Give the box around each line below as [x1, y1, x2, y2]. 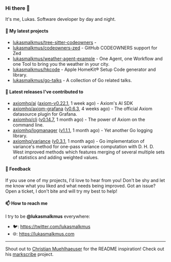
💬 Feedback [5, 166, 31, 172]
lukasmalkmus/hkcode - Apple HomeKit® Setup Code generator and [12, 66, 156, 72]
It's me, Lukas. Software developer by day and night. [5, 16, 116, 22]
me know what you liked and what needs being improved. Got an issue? [5, 182, 156, 189]
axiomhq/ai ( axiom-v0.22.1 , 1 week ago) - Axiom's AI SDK [12, 100, 133, 106]
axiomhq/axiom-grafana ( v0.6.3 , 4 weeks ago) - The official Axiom [12, 106, 153, 112]
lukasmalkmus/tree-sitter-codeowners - [12, 39, 97, 45]
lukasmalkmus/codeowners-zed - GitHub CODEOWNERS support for [12, 44, 158, 50]
